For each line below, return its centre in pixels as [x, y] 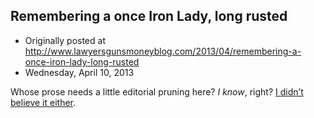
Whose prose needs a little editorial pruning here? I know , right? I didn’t [157, 91]
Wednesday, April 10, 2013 [79, 72]
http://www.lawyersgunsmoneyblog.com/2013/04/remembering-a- [163, 51]
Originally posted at [65, 40]
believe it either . [43, 102]
